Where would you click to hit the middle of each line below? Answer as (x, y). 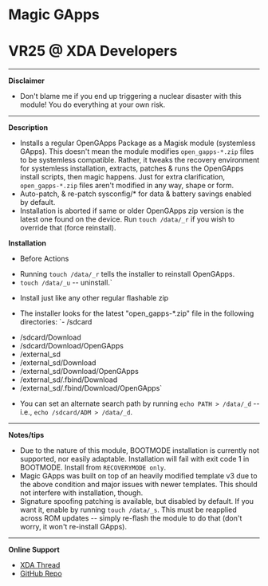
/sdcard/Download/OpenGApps (71, 346)
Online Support (34, 550)
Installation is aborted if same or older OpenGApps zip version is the (132, 211)
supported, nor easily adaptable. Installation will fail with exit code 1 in (134, 459)
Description (28, 128)
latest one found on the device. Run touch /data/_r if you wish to (127, 219)
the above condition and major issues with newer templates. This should (138, 485)
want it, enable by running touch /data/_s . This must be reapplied (128, 510)
